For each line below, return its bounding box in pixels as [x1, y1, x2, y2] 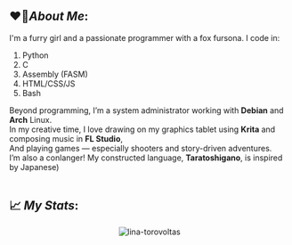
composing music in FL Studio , [9, 133, 123, 143]
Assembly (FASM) [21, 69, 88, 79]
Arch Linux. [9, 114, 53, 125]
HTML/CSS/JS [21, 78, 76, 89]
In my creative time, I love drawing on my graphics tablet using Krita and [9, 124, 276, 135]
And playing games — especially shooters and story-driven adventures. [9, 143, 272, 153]
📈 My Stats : [9, 198, 79, 214]
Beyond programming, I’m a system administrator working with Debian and [9, 104, 284, 116]
